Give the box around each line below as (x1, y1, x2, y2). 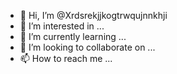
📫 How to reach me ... (19, 53, 113, 64)
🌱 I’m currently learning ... (19, 31, 127, 42)
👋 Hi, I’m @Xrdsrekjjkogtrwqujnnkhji (19, 10, 168, 21)
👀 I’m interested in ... (19, 20, 105, 32)
